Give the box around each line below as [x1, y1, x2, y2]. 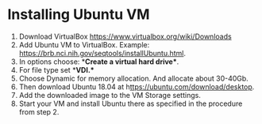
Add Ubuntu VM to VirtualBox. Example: [18, 39, 150, 49]
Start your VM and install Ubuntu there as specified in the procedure [18, 99, 243, 108]
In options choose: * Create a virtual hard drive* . [18, 57, 179, 66]
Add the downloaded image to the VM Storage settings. [18, 90, 202, 100]
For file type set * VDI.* [18, 65, 94, 74]
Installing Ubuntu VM [7, 6, 150, 24]
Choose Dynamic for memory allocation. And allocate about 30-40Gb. [18, 73, 249, 83]
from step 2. [18, 107, 60, 116]
